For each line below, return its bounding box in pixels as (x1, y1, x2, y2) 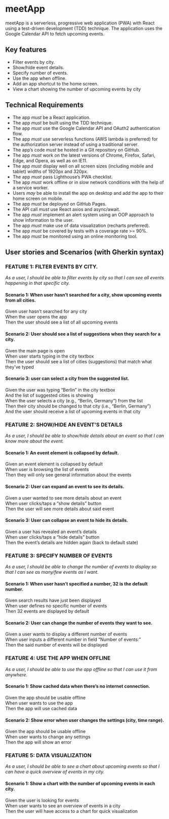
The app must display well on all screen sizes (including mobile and (12, 163, 153, 169)
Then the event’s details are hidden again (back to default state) (5, 539, 138, 545)
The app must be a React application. (12, 114, 91, 120)
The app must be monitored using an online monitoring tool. (12, 233, 138, 239)
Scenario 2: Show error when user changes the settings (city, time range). (5, 717, 164, 723)
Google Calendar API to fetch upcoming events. (5, 31, 105, 37)
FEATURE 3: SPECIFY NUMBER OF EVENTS (5, 552, 113, 559)
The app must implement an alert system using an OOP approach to (12, 212, 154, 218)
